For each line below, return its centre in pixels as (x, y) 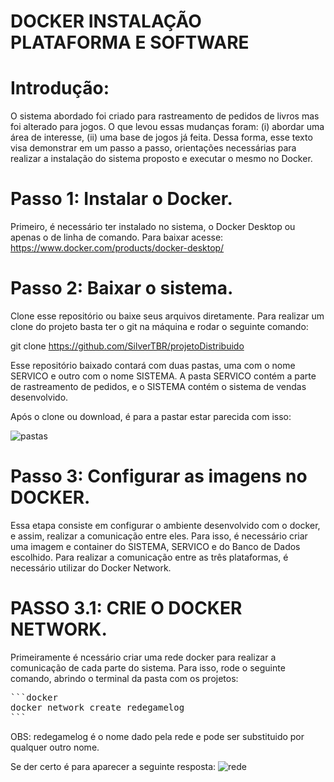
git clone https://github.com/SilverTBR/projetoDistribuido (127, 346)
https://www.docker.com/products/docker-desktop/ (117, 248)
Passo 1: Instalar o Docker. (121, 199)
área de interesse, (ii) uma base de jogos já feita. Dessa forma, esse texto (161, 137)
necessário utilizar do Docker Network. (91, 567)
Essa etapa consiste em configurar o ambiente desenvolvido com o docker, (165, 525)
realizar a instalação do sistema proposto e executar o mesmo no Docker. (161, 159)
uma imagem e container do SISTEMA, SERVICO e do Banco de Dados (155, 546)
